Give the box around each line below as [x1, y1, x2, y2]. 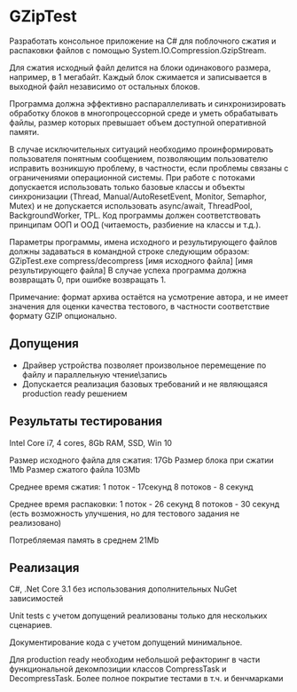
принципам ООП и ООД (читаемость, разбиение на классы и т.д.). [9, 219, 262, 230]
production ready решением [21, 388, 128, 399]
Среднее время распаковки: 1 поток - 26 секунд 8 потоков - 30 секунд [9, 498, 280, 509]
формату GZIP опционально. [9, 310, 117, 321]
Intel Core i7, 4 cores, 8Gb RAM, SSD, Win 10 [9, 437, 173, 448]
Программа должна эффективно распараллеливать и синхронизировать [9, 98, 286, 108]
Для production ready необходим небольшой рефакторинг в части [9, 655, 261, 665]
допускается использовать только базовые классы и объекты [9, 181, 246, 192]
